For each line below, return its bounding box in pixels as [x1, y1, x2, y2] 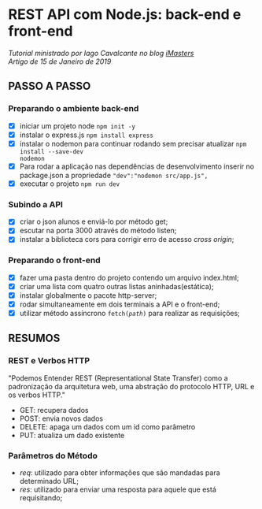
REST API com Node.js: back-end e [8, 6, 242, 24]
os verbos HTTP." [8, 390, 65, 399]
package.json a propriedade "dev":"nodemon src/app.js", [19, 170, 208, 180]
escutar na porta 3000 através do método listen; [19, 226, 177, 236]
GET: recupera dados [19, 405, 89, 414]
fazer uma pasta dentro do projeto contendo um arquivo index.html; [19, 273, 239, 282]
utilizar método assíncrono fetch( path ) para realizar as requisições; [19, 308, 240, 318]
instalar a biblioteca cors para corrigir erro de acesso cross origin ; [19, 235, 234, 244]
